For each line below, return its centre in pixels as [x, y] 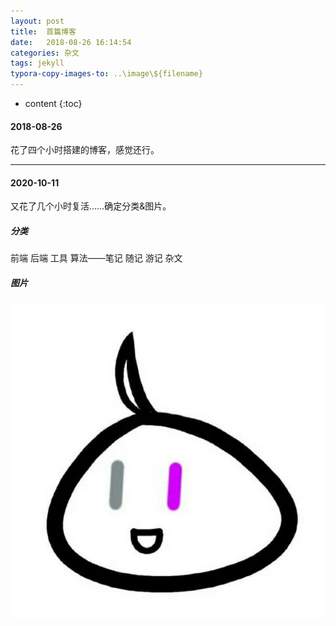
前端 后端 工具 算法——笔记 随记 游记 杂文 [96, 258]
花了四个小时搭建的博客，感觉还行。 [85, 150]
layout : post [37, 21]
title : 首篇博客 [43, 31]
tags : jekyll [37, 63]
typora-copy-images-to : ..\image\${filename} [106, 74]
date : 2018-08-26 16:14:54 [71, 42]
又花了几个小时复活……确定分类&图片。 [91, 206]
